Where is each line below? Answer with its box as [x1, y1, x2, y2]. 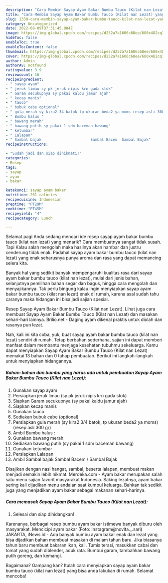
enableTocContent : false [5, 44, 57, 49]
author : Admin [5, 58, 35, 63]
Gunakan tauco [12, 409, 44, 415]
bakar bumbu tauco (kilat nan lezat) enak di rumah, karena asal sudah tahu [5, 291, 159, 297]
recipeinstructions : [5, 142, 49, 147]
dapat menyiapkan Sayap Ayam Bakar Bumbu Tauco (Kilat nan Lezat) [5, 347, 148, 353]
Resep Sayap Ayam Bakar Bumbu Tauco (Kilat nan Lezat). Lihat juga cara [5, 306, 156, 312]
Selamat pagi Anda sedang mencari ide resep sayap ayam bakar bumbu [5, 234, 154, 240]
